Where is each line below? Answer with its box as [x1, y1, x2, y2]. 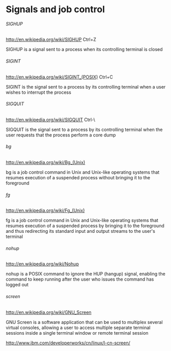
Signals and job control [6, 4, 105, 15]
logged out [6, 282, 28, 288]
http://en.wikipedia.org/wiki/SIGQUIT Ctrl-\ [6, 116, 96, 123]
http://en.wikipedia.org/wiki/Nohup [6, 261, 79, 267]
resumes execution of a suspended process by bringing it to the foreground [6, 223, 164, 229]
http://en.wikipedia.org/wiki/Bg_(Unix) [6, 159, 85, 165]
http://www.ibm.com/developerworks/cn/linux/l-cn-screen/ [6, 340, 130, 346]
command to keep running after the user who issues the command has [6, 276, 154, 282]
